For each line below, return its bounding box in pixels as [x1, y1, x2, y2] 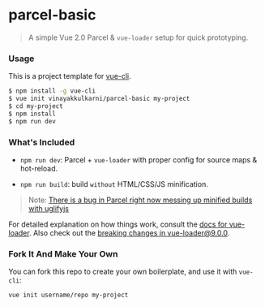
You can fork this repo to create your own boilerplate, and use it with [8, 266, 237, 277]
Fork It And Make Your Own [8, 248, 118, 259]
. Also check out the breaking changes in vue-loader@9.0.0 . [28, 227, 230, 237]
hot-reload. [19, 163, 58, 173]
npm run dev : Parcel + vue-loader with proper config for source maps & [19, 154, 258, 164]
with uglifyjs [28, 203, 69, 213]
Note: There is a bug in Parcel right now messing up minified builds [28, 195, 253, 205]
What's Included [8, 136, 75, 148]
